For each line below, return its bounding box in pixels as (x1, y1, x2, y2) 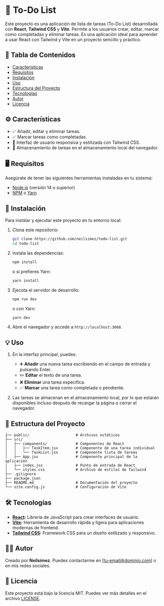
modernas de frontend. (12, 524, 60, 530)
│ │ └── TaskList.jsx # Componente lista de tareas (5, 450, 138, 455)
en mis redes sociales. (5, 563, 51, 568)
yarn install (12, 278, 39, 283)
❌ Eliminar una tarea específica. (19, 379, 85, 385)
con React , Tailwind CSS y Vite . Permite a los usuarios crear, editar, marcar (5, 26, 159, 32)
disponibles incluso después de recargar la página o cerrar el (12, 400, 137, 406)
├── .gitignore (5, 472, 36, 476)
